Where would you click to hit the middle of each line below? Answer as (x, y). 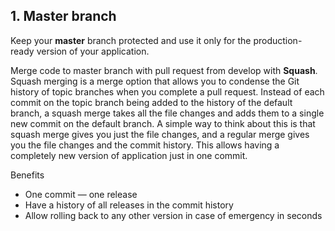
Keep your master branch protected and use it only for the (131, 40)
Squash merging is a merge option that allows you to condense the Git (155, 81)
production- (278, 40)
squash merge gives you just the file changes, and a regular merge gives (160, 134)
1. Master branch (63, 16)
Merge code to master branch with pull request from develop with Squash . (164, 70)
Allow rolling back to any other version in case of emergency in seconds (173, 215)
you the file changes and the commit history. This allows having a (145, 145)
